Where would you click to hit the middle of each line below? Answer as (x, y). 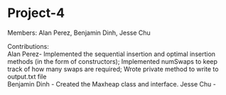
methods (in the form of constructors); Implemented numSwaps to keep (113, 61)
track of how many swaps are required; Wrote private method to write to (113, 69)
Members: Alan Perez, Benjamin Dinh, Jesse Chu (79, 33)
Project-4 (36, 13)
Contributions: (28, 46)
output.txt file (27, 77)
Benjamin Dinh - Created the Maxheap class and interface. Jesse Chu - (112, 84)
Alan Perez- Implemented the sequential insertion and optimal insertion (111, 54)
